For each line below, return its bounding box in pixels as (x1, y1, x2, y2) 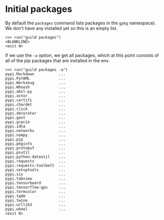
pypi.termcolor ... (5, 189, 66, 194)
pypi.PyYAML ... (5, 76, 66, 81)
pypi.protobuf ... (5, 145, 66, 150)
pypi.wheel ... (5, 207, 66, 212)
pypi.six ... (5, 172, 66, 177)
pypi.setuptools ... (5, 167, 66, 172)
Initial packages (5, 3, 72, 15)
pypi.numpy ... (5, 132, 66, 137)
